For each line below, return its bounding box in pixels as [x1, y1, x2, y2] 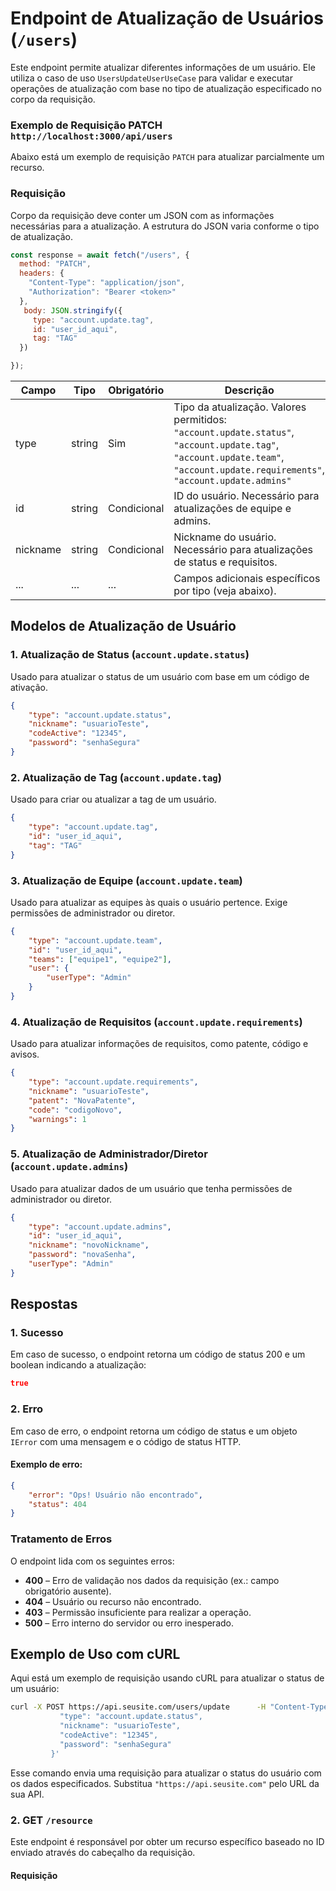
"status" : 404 [28, 1499, 87, 1509]
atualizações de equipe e [173, 502, 292, 516]
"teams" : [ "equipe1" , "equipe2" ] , [28, 954, 172, 964]
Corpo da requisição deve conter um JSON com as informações [10, 209, 275, 221]
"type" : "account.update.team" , [28, 935, 163, 946]
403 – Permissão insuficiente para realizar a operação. [24, 1606, 252, 1618]
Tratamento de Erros [10, 1532, 113, 1546]
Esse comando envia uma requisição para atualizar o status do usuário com [10, 1767, 322, 1779]
